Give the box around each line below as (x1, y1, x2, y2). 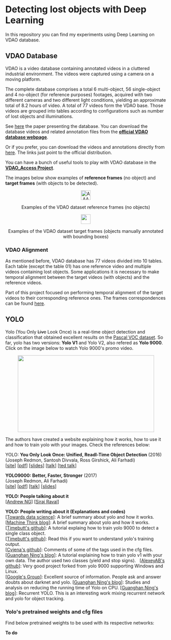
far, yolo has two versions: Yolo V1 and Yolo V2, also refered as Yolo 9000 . (5, 339, 163, 346)
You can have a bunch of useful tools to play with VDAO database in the (5, 159, 157, 165)
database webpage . (5, 134, 48, 140)
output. (5, 541, 20, 547)
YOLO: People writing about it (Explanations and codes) (5, 508, 126, 515)
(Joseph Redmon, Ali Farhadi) (5, 477, 68, 484)
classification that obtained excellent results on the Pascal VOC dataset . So (5, 334, 163, 340)
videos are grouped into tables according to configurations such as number (5, 107, 164, 114)
